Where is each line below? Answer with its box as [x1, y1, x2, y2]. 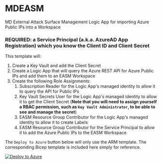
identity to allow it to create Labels [19, 119, 88, 125]
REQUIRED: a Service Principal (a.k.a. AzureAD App [5, 36, 128, 43]
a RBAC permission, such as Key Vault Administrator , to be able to [19, 104, 156, 110]
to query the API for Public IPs [19, 88, 79, 95]
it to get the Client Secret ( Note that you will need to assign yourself [19, 99, 157, 105]
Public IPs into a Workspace [5, 24, 61, 30]
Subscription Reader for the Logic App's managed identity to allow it [19, 83, 156, 89]
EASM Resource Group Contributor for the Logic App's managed [19, 115, 148, 120]
